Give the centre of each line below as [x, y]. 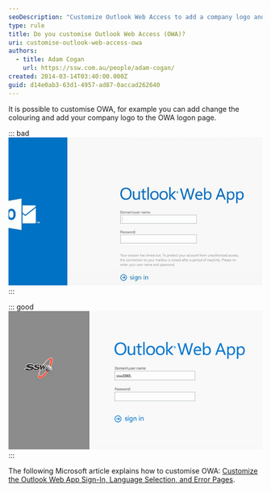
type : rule [27, 25]
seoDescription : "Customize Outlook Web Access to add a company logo [129, 17]
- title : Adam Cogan [50, 60]
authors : [23, 51]
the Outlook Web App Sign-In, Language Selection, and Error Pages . [122, 479]
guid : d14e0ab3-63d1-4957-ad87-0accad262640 [84, 85]
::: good [21, 307]
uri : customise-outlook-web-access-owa [75, 43]
